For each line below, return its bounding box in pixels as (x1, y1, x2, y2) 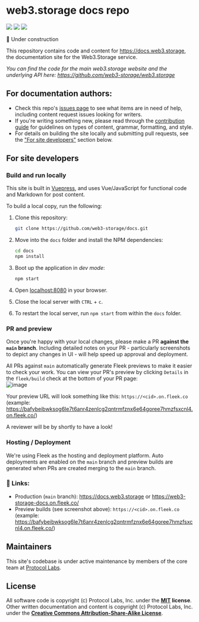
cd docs (14, 248, 34, 254)
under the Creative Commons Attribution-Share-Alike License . (6, 609, 163, 617)
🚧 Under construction (6, 35, 59, 42)
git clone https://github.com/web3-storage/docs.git (14, 226, 149, 232)
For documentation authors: (6, 89, 112, 99)
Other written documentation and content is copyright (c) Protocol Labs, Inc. (6, 603, 193, 611)
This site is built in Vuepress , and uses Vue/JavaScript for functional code (6, 185, 187, 192)
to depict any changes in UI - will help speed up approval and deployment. (6, 351, 188, 358)
